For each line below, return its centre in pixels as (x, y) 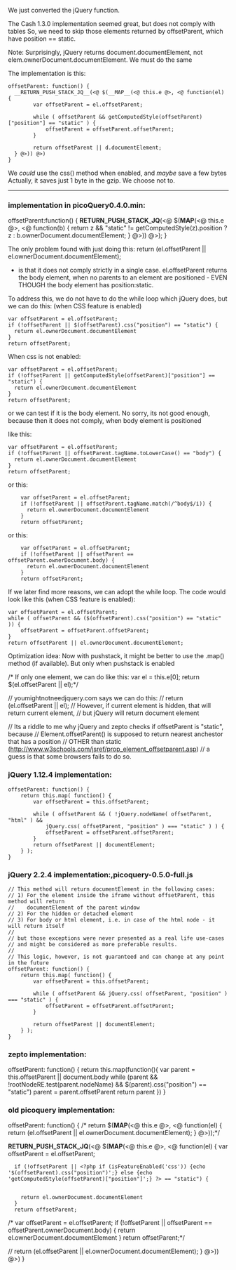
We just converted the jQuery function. (64, 10)
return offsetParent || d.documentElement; (97, 148)
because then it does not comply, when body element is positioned (105, 421)
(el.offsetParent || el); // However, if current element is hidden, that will (110, 706)
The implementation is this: (47, 73)
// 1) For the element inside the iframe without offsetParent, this (112, 895)
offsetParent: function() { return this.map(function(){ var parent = (102, 1070)
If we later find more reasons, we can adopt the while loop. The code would (117, 592)
